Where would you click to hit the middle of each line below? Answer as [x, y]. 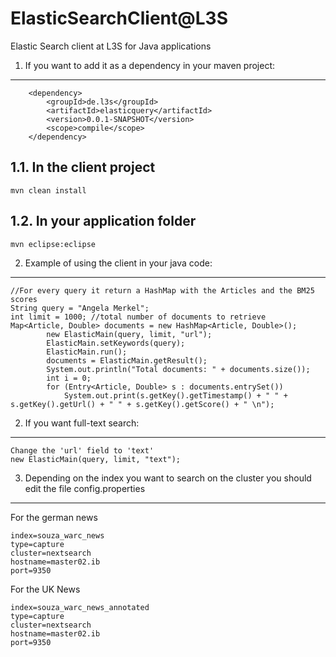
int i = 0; [69, 378]
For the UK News [45, 589]
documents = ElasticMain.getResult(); [127, 360]
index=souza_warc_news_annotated [80, 607]
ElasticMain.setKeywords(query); [116, 343]
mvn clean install [48, 190]
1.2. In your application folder [103, 221]
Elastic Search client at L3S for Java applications [111, 46]
